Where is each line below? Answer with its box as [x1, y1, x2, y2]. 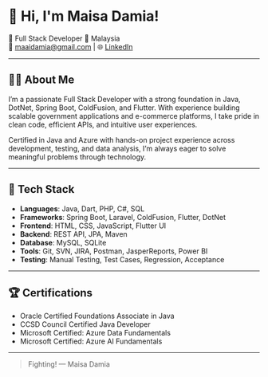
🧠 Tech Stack [8, 183, 75, 196]
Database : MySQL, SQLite [19, 238, 107, 247]
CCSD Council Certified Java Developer [19, 320, 152, 329]
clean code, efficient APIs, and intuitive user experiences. [8, 120, 198, 129]
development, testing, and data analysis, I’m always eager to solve [8, 143, 227, 153]
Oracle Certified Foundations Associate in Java [19, 311, 175, 321]
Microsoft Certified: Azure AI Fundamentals [19, 336, 163, 346]
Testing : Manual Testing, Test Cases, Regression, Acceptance [19, 254, 225, 264]
